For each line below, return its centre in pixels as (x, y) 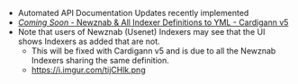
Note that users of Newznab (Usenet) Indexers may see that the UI (141, 32)
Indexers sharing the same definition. (100, 60)
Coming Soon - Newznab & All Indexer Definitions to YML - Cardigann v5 (153, 22)
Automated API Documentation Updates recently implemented (133, 13)
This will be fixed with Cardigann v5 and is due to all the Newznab (154, 51)
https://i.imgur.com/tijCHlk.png (88, 70)
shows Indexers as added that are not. (89, 41)
